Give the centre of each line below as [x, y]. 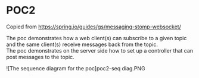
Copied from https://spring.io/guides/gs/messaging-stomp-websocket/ [94, 27]
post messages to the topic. [40, 57]
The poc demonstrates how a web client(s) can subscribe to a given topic [97, 38]
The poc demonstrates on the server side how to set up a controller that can [100, 50]
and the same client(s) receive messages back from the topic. [82, 44]
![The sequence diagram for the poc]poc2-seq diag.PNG [76, 68]
